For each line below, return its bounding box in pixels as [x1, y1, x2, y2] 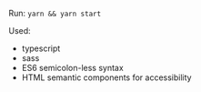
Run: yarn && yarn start [8, 8, 102, 18]
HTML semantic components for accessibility [21, 72, 192, 83]
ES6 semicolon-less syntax [21, 63, 124, 73]
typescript [21, 43, 61, 54]
